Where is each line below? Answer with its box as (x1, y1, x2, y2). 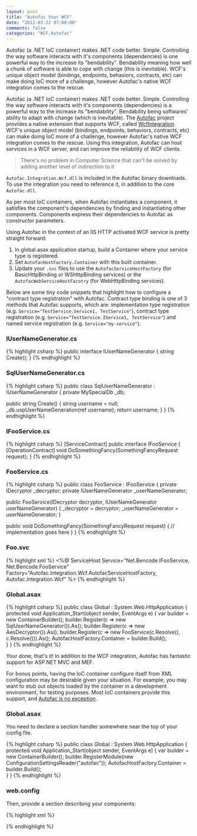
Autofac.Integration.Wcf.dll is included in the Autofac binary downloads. (6, 175, 187, 182)
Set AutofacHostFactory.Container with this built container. (14, 259, 158, 266)
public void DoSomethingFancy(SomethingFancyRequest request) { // (6, 523, 175, 530)
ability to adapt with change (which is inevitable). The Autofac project (6, 114, 175, 121)
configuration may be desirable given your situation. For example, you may (6, 676, 187, 683)
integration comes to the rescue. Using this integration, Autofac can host (6, 139, 182, 146)
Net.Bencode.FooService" (6, 563, 69, 570)
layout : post (6, 8, 38, 15)
